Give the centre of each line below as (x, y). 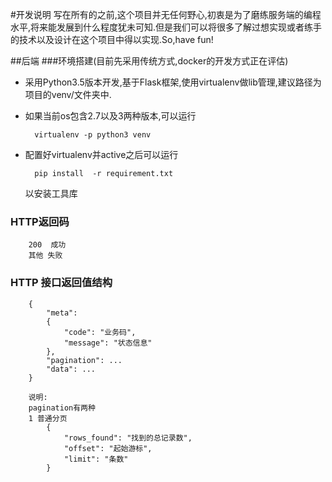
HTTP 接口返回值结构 (61, 283)
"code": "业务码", (100, 332)
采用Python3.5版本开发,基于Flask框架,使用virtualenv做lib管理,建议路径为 (173, 82)
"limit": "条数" (96, 459)
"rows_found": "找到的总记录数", (128, 438)
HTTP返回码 (40, 221)
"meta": (62, 313)
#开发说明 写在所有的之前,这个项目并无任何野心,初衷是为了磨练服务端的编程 (166, 14)
